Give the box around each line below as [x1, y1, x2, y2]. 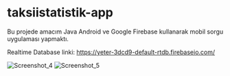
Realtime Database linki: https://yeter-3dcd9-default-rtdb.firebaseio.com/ [7, 48, 216, 56]
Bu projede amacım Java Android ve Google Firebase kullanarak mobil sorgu [7, 27, 224, 36]
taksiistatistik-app [7, 5, 113, 21]
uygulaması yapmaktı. [7, 34, 69, 42]
